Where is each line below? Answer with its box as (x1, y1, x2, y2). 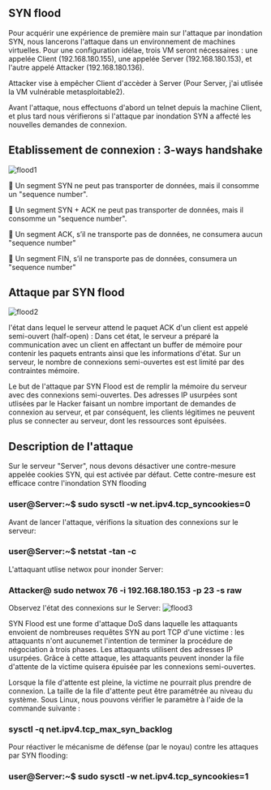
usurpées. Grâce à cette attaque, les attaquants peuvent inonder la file (8, 653, 245, 663)
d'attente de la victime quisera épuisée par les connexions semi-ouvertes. (8, 662, 256, 672)
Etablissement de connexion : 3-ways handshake (8, 144, 263, 157)
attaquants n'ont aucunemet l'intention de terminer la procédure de (8, 636, 233, 646)
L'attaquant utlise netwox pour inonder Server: (8, 564, 164, 574)
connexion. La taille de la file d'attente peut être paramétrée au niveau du (8, 686, 253, 696)
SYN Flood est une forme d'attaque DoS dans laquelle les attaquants (8, 619, 238, 629)
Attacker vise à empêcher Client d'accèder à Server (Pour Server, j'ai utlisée (8, 78, 264, 88)
